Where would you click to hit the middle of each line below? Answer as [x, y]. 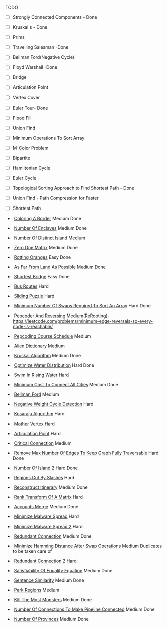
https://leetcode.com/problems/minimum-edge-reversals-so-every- [83, 321]
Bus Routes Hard [31, 286]
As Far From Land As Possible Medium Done [60, 267]
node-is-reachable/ [33, 327]
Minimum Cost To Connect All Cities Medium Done [66, 385]
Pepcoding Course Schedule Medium [52, 336]
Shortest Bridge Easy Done [42, 277]
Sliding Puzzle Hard [34, 296]
